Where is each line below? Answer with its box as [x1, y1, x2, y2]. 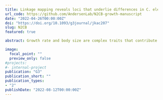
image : [5, 47, 18, 52]
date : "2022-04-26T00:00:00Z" [5, 16, 66, 21]
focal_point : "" [9, 51, 42, 56]
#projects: [5, 60, 27, 65]
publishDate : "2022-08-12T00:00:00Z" [5, 87, 81, 92]
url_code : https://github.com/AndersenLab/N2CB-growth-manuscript [5, 12, 142, 16]
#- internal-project [5, 65, 47, 70]
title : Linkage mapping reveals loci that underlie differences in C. [5, 7, 151, 12]
